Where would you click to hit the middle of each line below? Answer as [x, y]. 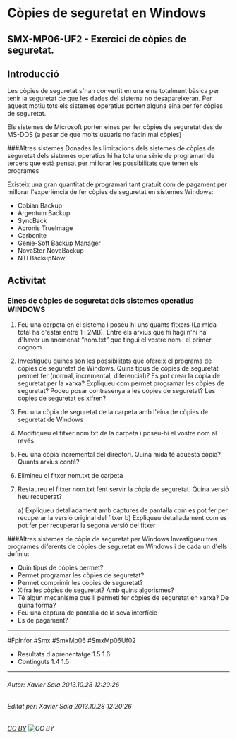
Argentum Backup [44, 213]
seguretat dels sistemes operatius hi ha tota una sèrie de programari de [111, 156]
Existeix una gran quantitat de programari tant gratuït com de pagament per [117, 184]
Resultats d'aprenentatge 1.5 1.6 [64, 654]
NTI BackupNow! [42, 258]
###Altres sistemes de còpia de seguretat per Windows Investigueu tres [112, 539]
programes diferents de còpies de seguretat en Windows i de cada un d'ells [117, 547]
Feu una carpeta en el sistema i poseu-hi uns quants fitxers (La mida [117, 325]
